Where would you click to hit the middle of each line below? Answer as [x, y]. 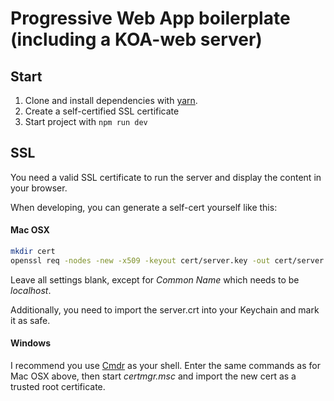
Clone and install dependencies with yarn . [111, 100]
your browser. [39, 188]
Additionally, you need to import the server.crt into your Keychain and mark [165, 309]
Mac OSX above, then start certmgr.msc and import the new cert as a [153, 376]
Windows [30, 343]
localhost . [31, 290]
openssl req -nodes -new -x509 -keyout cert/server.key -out [140, 260]
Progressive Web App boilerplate [150, 18]
